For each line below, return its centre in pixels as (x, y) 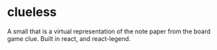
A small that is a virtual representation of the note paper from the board (109, 31)
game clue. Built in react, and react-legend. (69, 38)
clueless (32, 12)
